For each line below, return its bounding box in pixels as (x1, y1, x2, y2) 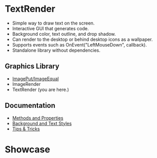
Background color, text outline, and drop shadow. (12, 31, 116, 37)
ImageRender (12, 81, 41, 87)
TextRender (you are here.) (12, 86, 70, 93)
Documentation (5, 101, 56, 110)
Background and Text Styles (12, 120, 72, 126)
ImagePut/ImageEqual (12, 75, 59, 82)
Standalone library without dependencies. (12, 47, 101, 53)
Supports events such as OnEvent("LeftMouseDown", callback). (12, 41, 147, 48)
